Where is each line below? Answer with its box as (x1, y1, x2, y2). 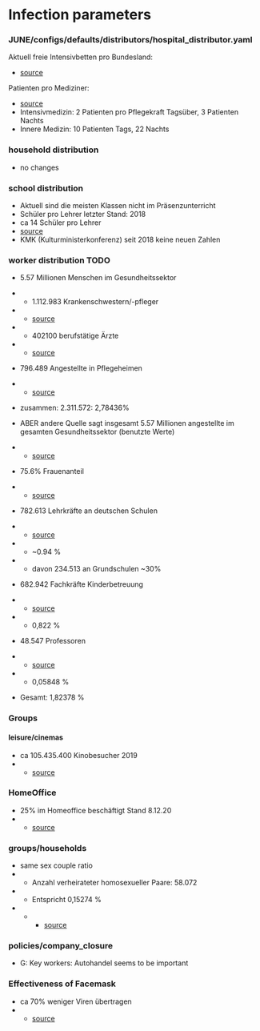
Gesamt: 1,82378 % (19, 692, 85, 702)
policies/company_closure (8, 941, 114, 952)
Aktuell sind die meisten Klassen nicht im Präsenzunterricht (19, 201, 216, 211)
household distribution (8, 144, 99, 155)
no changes (19, 162, 59, 172)
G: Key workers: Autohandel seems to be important (19, 958, 189, 968)
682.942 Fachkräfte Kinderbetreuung (19, 580, 144, 589)
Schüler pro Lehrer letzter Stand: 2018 (19, 210, 146, 219)
